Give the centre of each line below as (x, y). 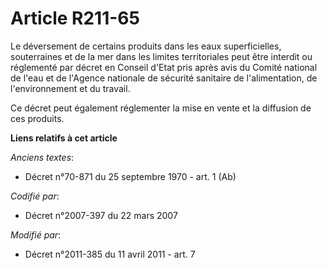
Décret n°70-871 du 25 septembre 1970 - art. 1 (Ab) (130, 176)
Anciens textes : (42, 157)
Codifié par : (35, 196)
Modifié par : (36, 234)
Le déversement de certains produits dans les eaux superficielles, (146, 46)
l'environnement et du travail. (70, 88)
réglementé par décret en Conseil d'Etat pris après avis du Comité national (164, 67)
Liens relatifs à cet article (64, 138)
